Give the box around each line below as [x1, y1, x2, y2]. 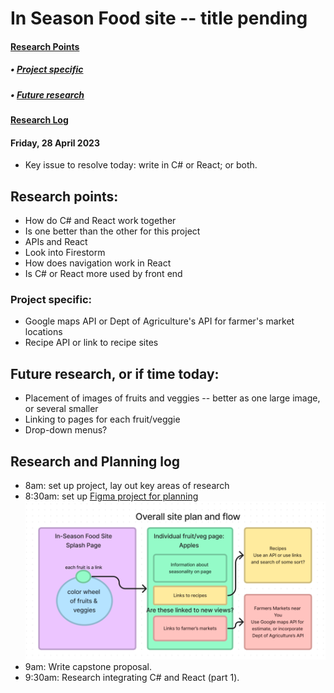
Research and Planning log [10, 453, 181, 470]
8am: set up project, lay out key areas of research [24, 480, 230, 492]
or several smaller [24, 403, 99, 415]
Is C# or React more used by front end [24, 268, 183, 280]
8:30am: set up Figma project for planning [24, 490, 199, 502]
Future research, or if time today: [10, 365, 220, 382]
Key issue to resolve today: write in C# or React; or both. [24, 159, 258, 171]
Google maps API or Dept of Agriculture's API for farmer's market [24, 315, 295, 327]
